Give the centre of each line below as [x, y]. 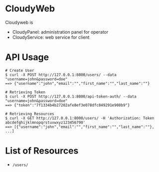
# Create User [20, 70]
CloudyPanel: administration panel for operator [60, 32]
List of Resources [42, 151]
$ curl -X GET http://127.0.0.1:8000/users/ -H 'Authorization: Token [80, 118]
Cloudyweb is [19, 22]
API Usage [27, 57]
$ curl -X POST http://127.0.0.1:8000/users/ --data [61, 75]
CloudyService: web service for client [51, 37]
